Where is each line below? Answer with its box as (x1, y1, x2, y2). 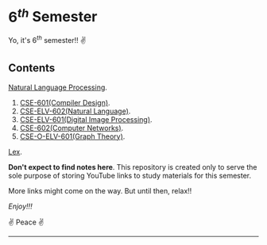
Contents (8, 61, 56, 75)
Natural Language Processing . (8, 82, 107, 92)
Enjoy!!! (8, 201, 33, 211)
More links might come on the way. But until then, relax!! (8, 186, 192, 195)
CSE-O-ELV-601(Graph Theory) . (19, 132, 126, 141)
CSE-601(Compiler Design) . (19, 98, 110, 107)
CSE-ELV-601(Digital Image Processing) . (19, 114, 153, 124)
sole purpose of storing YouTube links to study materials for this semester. (8, 170, 252, 180)
